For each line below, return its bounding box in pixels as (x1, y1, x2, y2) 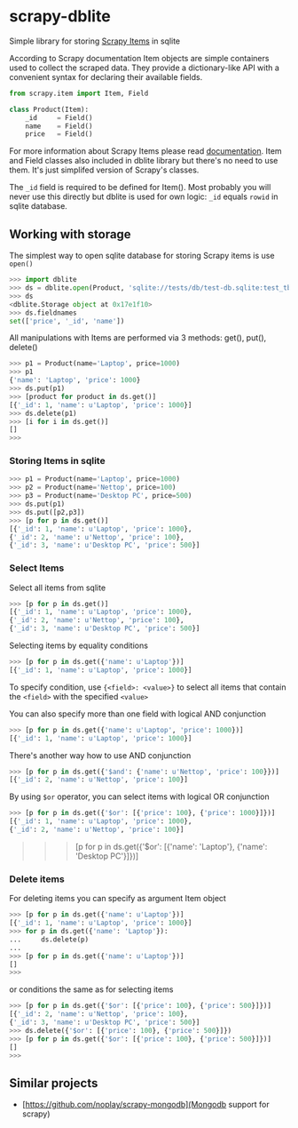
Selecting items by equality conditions (9, 640, 149, 651)
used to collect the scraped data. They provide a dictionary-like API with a (9, 62, 279, 73)
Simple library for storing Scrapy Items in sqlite (9, 36, 181, 46)
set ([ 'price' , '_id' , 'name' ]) (9, 316, 125, 325)
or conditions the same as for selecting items (9, 984, 174, 995)
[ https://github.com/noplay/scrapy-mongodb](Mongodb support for (21, 1100, 270, 1110)
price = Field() (25, 130, 93, 139)
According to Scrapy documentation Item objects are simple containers (9, 52, 270, 63)
